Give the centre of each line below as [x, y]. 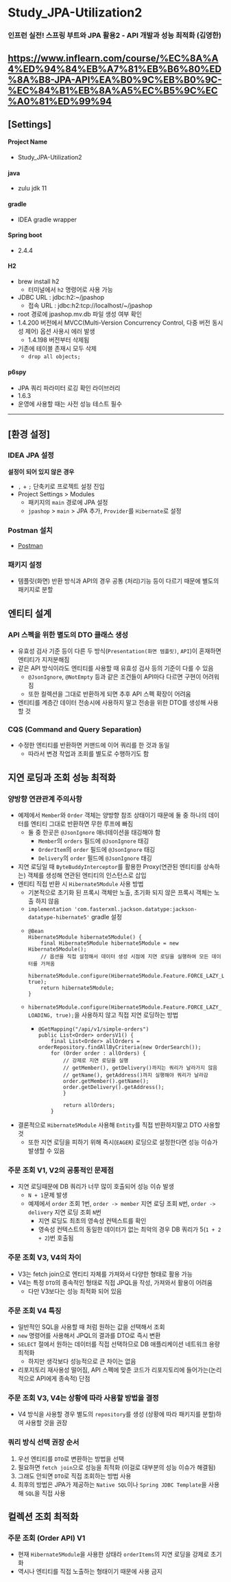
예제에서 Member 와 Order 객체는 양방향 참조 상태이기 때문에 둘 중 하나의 [112, 815]
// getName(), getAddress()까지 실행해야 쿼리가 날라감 [135, 1075]
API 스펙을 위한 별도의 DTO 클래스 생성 [68, 635]
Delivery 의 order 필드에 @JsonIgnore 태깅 [95, 858]
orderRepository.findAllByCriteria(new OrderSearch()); [120, 1047]
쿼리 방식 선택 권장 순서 [44, 1442]
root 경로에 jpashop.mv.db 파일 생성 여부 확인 [80, 314]
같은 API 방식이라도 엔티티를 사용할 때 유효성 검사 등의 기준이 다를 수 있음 [115, 668]
